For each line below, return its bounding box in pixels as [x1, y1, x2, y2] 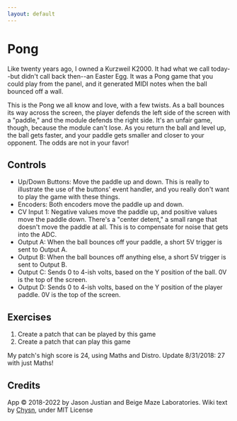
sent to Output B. [17, 260, 68, 269]
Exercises [7, 311, 52, 323]
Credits [7, 379, 41, 391]
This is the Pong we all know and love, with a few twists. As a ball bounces [7, 101, 225, 109]
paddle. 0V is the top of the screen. [17, 291, 121, 299]
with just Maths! [7, 359, 54, 367]
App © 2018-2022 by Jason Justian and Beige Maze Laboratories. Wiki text [7, 398, 228, 406]
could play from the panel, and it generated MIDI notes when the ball [7, 79, 207, 88]
